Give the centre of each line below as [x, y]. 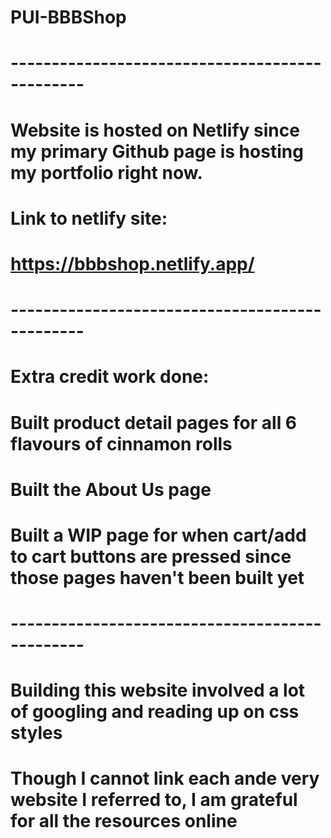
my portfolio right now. [106, 172]
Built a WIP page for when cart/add [158, 535]
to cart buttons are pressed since [151, 556]
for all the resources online [124, 821]
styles [36, 733]
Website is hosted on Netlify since [155, 130]
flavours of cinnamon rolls [121, 443]
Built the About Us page [111, 489]
